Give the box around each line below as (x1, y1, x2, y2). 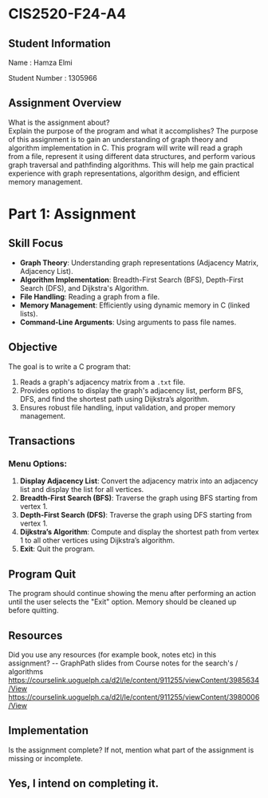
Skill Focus (8, 236, 64, 250)
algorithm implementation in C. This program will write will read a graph (8, 143, 243, 153)
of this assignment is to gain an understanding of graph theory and (8, 134, 228, 144)
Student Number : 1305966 (8, 73, 97, 82)
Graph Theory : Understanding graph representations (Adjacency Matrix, (19, 257, 259, 268)
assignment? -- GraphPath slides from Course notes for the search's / (8, 658, 238, 668)
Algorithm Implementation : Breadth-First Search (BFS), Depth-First (19, 275, 244, 284)
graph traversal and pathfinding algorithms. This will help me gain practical (8, 160, 254, 169)
